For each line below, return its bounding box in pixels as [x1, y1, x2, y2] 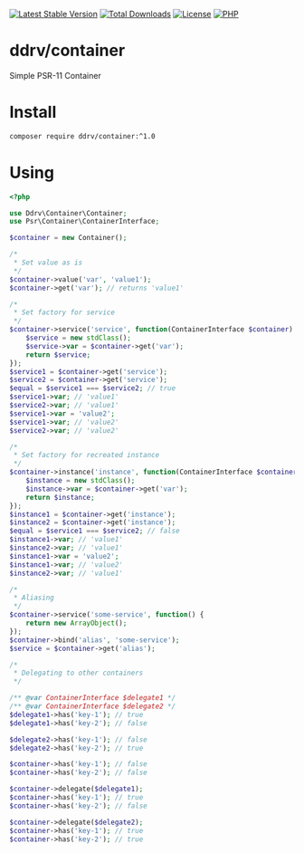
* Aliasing [13, 593, 54, 602]
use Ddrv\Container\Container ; [9, 208, 128, 217]
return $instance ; [25, 493, 95, 502]
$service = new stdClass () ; [25, 333, 131, 343]
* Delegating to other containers [13, 668, 144, 678]
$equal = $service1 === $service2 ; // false [9, 526, 180, 536]
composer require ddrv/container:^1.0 [9, 131, 156, 140]
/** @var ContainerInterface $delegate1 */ [9, 694, 176, 703]
